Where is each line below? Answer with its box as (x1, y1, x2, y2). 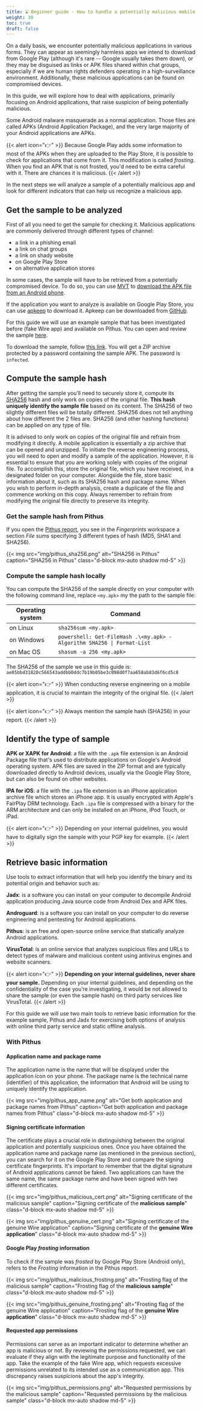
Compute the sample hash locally (6, 572, 106, 580)
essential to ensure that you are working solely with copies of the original (6, 458, 188, 466)
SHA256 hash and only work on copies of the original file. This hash (6, 396, 176, 403)
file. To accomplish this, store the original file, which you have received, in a (6, 465, 194, 472)
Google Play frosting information (6, 1244, 90, 1252)
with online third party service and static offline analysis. (6, 1023, 146, 1030)
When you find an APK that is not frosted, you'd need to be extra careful (6, 163, 185, 170)
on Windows (9, 636, 45, 644)
